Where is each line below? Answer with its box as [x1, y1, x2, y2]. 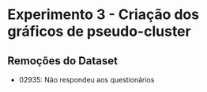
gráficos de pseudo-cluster [7, 22, 191, 40]
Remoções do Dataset [7, 54, 118, 67]
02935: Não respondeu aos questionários [18, 75, 155, 84]
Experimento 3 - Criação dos [7, 6, 199, 24]
